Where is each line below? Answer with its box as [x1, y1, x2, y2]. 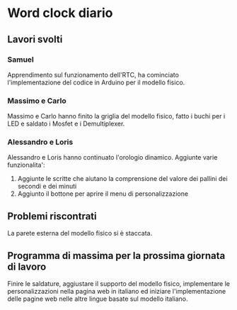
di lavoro [7, 260, 47, 272]
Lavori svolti [7, 33, 63, 45]
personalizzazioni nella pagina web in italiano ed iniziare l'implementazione [7, 287, 226, 296]
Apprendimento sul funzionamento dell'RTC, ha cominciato [7, 70, 179, 79]
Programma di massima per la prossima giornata [7, 250, 226, 262]
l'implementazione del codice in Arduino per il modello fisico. [7, 78, 185, 87]
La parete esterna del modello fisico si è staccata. [7, 229, 153, 238]
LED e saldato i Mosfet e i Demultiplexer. [7, 119, 125, 128]
